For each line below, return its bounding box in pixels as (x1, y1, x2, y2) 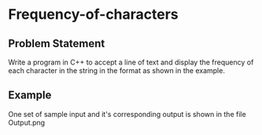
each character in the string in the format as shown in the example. (8, 66, 226, 75)
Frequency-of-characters (8, 5, 179, 24)
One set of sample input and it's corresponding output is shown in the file (8, 109, 246, 119)
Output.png (8, 118, 46, 127)
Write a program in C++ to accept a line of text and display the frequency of (8, 57, 254, 67)
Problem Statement (8, 37, 105, 50)
